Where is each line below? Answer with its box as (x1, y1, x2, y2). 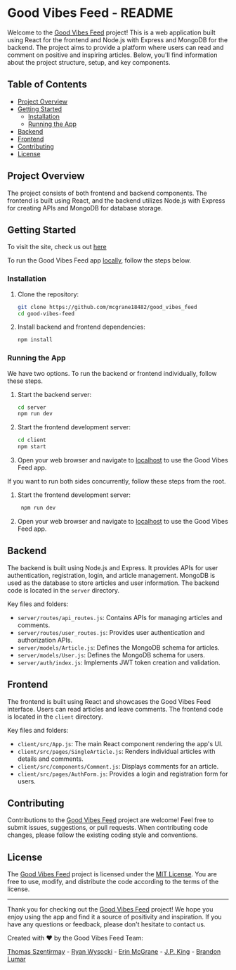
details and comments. (17, 755, 84, 763)
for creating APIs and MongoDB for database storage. (7, 203, 163, 212)
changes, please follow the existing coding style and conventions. (7, 831, 198, 839)
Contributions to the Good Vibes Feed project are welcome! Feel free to (7, 816, 214, 824)
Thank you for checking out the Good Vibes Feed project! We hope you (7, 905, 214, 914)
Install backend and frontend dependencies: (17, 322, 145, 332)
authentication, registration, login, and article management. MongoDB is (7, 571, 216, 579)
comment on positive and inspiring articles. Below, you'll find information (7, 51, 218, 59)
